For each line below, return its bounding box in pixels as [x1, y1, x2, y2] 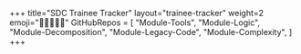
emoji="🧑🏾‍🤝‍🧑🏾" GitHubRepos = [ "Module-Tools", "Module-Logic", [9, 17, 261, 28]
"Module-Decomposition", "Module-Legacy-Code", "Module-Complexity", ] [9, 27, 293, 37]
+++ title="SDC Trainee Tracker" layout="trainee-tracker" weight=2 [9, 8, 265, 18]
